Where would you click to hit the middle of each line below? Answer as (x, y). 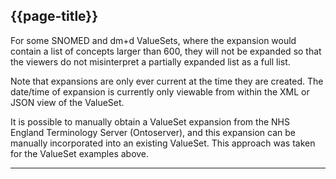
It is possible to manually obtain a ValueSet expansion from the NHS (150, 121)
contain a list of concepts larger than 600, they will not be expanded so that (166, 51)
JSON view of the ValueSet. (67, 102)
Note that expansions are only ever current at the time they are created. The (167, 81)
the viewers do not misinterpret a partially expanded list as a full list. (150, 61)
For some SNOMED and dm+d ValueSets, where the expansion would (153, 40)
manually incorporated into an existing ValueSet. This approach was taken (163, 143)
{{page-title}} (54, 16)
